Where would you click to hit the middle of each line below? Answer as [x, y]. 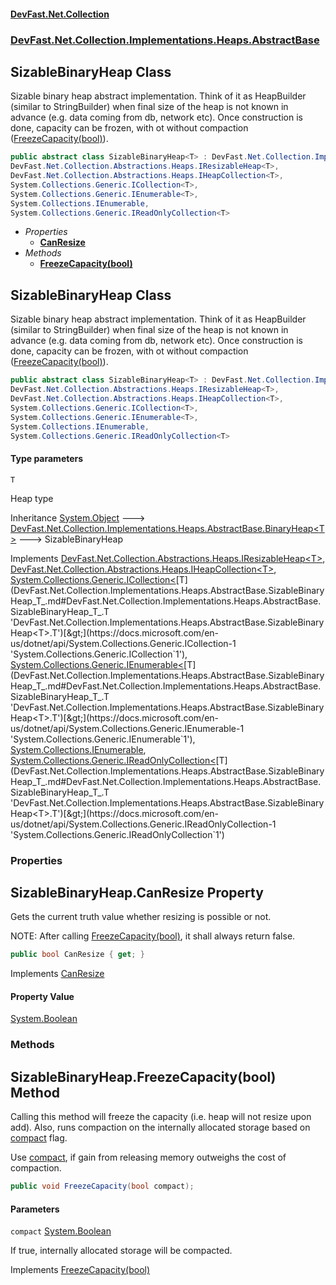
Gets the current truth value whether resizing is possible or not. [141, 917]
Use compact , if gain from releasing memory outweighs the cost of [148, 1157]
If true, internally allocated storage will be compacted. [121, 1251]
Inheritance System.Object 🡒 [78, 517]
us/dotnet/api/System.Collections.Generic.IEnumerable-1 [127, 728]
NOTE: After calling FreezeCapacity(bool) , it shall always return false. [153, 936]
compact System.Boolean [61, 1231]
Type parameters [47, 458]
